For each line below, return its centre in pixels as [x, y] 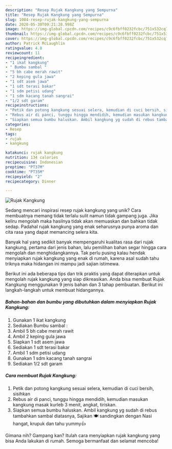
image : [12, 29]
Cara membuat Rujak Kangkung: [41, 375]
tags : [11, 134]
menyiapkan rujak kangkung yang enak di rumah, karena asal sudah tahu [82, 258]
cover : [12, 39]
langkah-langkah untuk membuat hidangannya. [55, 290]
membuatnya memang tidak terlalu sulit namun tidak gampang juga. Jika [82, 216]
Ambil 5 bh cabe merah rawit [43, 331]
